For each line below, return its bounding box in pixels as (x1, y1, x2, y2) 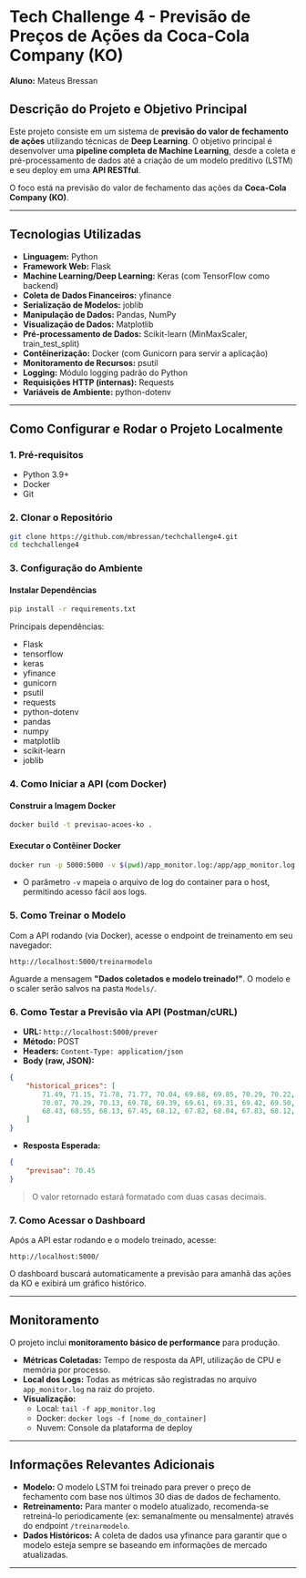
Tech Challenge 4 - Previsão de (9, 6, 251, 27)
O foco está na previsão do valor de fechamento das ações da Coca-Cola (9, 182, 287, 193)
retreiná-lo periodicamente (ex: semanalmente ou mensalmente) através (22, 1510, 294, 1522)
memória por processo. (22, 1364, 111, 1375)
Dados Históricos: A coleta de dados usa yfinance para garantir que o (22, 1530, 288, 1541)
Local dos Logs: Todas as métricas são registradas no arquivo (22, 1373, 258, 1385)
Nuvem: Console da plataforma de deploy (36, 1422, 193, 1433)
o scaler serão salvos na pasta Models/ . (9, 982, 158, 993)
